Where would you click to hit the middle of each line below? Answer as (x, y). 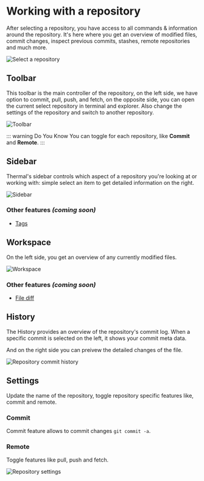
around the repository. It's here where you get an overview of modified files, (102, 34)
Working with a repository (74, 11)
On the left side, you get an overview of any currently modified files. (92, 257)
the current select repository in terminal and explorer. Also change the (94, 106)
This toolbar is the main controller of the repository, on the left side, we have (102, 93)
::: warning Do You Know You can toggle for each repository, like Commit (98, 136)
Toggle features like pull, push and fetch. (57, 460)
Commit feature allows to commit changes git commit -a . (79, 431)
